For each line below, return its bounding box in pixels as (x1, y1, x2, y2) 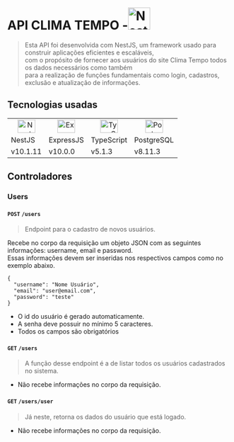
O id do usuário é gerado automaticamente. (17, 312, 145, 321)
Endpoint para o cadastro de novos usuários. (24, 225, 156, 234)
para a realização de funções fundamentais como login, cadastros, (24, 71, 220, 79)
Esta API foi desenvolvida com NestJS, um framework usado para (24, 40, 217, 49)
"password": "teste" (13, 294, 74, 301)
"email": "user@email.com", (13, 288, 97, 295)
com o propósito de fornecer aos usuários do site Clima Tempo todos (24, 55, 228, 64)
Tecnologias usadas (7, 99, 98, 111)
